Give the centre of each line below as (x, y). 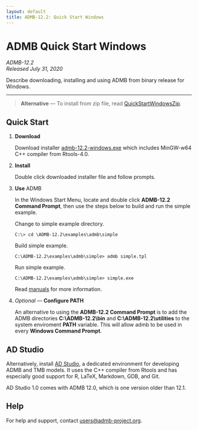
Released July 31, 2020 (34, 69)
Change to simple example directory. (59, 224)
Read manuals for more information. (58, 289)
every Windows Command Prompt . (58, 331)
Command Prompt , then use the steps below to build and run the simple (102, 206)
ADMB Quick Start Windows (76, 46)
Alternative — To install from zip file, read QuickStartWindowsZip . (101, 103)
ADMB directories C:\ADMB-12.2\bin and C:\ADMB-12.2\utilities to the (102, 318)
